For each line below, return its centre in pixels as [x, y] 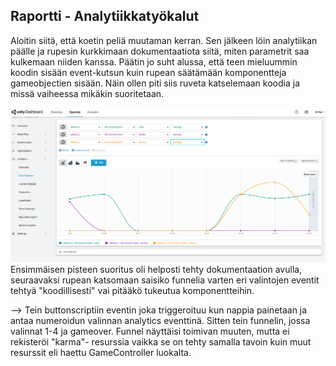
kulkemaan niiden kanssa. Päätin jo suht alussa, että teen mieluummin [154, 61]
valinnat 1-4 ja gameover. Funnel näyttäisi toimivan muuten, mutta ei [150, 331]
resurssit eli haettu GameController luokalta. [101, 353]
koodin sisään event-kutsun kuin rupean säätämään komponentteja [148, 72]
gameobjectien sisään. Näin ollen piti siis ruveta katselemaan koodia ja [155, 83]
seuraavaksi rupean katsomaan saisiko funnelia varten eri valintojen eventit [165, 280]
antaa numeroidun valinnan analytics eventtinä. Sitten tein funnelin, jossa [160, 321]
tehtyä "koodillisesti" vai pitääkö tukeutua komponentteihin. [132, 291]
